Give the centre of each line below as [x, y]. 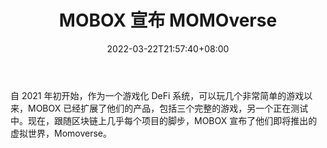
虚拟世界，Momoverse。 [61, 133]
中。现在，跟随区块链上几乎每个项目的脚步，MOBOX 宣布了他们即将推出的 [164, 120]
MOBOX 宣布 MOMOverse [168, 20]
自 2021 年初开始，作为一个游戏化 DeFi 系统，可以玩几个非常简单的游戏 [157, 95]
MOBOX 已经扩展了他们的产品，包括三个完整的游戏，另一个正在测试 [168, 108]
